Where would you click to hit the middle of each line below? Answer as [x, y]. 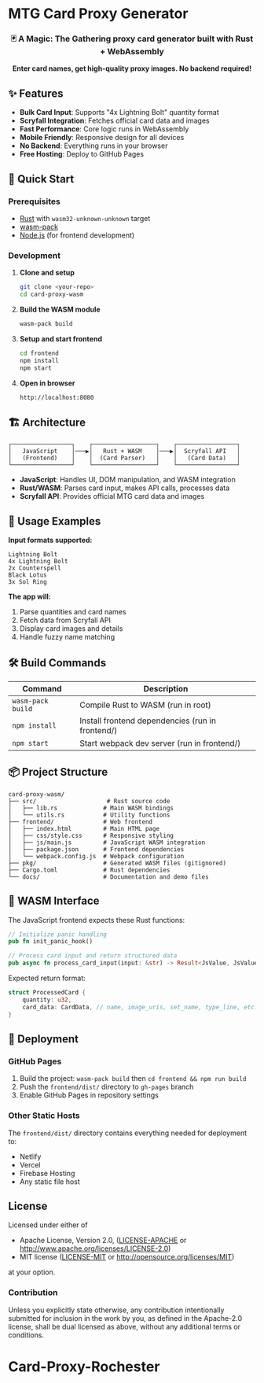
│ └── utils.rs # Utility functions [89, 815]
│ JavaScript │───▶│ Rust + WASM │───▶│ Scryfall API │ [125, 452]
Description [166, 688]
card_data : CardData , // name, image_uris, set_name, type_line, [132, 1007]
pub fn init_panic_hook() [50, 942]
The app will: [29, 597]
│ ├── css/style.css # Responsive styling [91, 835]
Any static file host [49, 1182]
